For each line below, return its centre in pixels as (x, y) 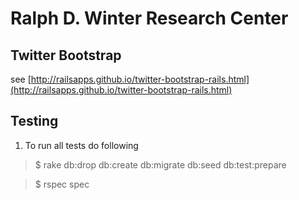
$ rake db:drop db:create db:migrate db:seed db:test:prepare (160, 164)
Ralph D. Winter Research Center (149, 18)
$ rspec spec (62, 184)
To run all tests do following (81, 145)
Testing (34, 121)
